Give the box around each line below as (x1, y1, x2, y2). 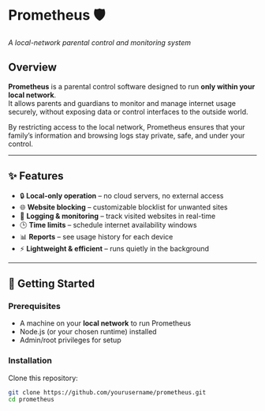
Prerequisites (8, 300, 61, 311)
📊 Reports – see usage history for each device (19, 232, 174, 241)
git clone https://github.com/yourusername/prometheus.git (8, 388, 207, 396)
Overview (8, 61, 58, 74)
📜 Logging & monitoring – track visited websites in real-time (19, 211, 216, 221)
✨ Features (8, 169, 64, 183)
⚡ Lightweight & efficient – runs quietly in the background (19, 243, 210, 253)
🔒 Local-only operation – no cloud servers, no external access (19, 190, 224, 200)
